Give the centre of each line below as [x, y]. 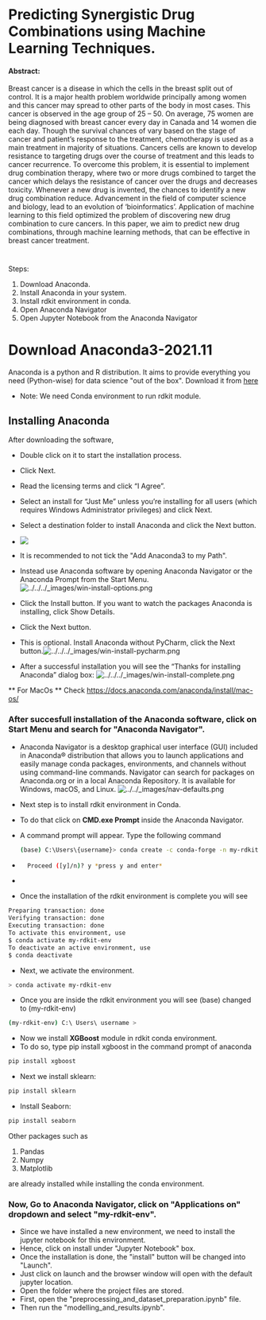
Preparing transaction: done [56, 911]
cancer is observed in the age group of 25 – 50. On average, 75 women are [131, 114]
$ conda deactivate [40, 955]
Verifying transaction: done [56, 918]
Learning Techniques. [82, 49]
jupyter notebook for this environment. [83, 1240]
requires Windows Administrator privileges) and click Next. [116, 510]
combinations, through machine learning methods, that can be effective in [129, 232]
